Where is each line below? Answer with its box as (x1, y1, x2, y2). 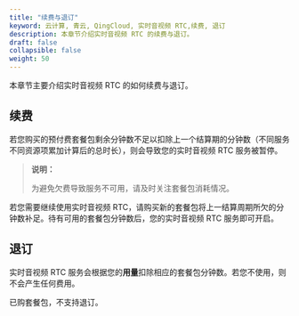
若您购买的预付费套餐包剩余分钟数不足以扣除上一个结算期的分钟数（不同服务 (9, 134, 290, 144)
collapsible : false (9, 46, 82, 55)
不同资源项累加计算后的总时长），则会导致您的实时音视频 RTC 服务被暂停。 (9, 144, 283, 156)
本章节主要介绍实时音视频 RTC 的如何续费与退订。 (9, 80, 193, 90)
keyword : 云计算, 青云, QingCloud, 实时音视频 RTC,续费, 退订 (9, 21, 226, 30)
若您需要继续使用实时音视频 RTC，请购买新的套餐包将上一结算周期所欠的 (9, 201, 277, 212)
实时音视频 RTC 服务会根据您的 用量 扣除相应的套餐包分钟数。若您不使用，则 (9, 266, 287, 277)
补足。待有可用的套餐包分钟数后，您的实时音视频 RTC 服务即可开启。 (24, 213, 279, 223)
